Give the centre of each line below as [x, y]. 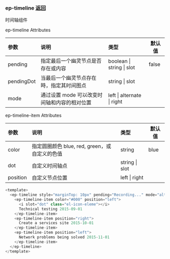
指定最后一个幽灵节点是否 [71, 61]
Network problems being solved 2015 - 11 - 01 [64, 237]
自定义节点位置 [49, 178]
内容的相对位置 [73, 103]
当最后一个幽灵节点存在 [68, 78]
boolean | [119, 61]
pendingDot [22, 81]
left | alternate [125, 96]
